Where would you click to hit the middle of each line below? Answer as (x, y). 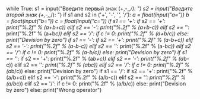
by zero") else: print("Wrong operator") (54, 90)
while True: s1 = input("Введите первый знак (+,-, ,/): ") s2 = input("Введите (99, 9)
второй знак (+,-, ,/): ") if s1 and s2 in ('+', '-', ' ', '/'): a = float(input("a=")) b (98, 15)
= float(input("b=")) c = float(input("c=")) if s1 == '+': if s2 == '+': (86, 21)
